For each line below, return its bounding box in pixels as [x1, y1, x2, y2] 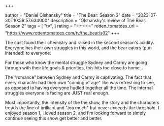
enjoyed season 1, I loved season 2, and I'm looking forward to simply [5, 110, 146, 116]
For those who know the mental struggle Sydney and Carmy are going [5, 60, 147, 65]
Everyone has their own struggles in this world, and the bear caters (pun [5, 45, 152, 51]
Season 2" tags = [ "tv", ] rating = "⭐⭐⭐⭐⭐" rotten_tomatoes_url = [5, 23, 139, 29]
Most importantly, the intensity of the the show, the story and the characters [5, 99, 160, 105]
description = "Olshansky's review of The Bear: [50, 18, 147, 23]
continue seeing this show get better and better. [5, 115, 102, 121]
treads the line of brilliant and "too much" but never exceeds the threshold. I [5, 105, 159, 111]
